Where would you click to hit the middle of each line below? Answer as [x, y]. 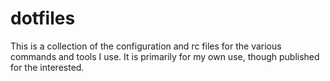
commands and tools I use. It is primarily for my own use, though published [165, 56]
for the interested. [47, 67]
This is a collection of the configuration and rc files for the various [146, 46]
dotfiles [43, 18]
